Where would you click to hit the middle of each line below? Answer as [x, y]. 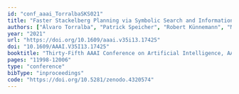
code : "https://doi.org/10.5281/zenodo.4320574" [81, 80]
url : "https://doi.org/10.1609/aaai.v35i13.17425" [84, 40]
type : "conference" [36, 66]
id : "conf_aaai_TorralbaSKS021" [55, 14]
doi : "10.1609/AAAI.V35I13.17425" [59, 47]
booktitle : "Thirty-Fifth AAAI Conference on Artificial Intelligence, [116, 54]
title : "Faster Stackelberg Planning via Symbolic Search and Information [121, 20]
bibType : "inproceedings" [46, 73]
